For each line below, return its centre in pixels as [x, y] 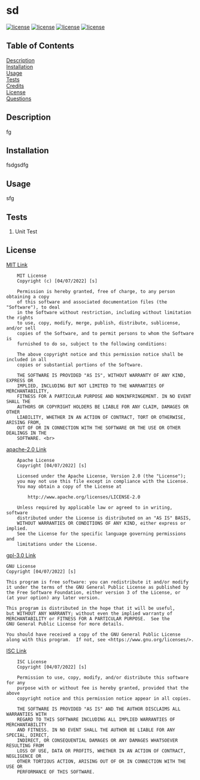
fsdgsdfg [17, 165]
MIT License [32, 276]
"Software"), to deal [33, 307]
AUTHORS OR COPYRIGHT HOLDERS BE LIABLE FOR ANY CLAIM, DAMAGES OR [103, 407]
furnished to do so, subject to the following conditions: [92, 344]
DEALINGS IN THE [26, 433]
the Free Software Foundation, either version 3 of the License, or [93, 592]
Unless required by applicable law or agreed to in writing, [95, 507]
